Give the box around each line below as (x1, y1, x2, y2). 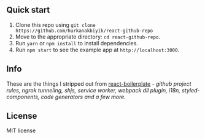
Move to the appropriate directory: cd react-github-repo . (15, 33, 161, 40)
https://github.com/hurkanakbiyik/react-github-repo (15, 28, 153, 34)
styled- (182, 86, 200, 94)
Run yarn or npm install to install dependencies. (15, 39, 138, 47)
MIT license (6, 127, 36, 134)
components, (6, 93, 40, 100)
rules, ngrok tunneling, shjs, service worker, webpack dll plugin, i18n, (6, 86, 181, 94)
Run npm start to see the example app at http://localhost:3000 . (15, 46, 180, 53)
